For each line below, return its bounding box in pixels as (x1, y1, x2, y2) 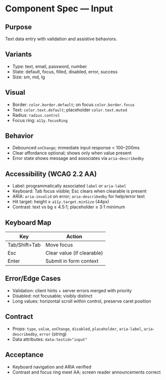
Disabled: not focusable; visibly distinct (12, 293, 93, 299)
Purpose (5, 23, 32, 31)
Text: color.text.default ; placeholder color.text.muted (12, 107, 127, 113)
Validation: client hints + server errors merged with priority (12, 287, 132, 293)
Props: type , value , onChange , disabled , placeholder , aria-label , (12, 325, 143, 331)
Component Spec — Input (5, 3, 113, 14)
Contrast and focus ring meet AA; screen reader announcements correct (12, 369, 161, 375)
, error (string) (37, 331, 67, 337)
